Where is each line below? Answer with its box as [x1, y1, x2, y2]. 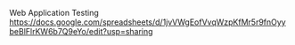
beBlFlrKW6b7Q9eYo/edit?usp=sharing [9, 26, 153, 36]
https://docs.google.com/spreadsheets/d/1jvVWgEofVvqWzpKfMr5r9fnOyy [9, 17, 287, 27]
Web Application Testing [9, 8, 100, 18]
